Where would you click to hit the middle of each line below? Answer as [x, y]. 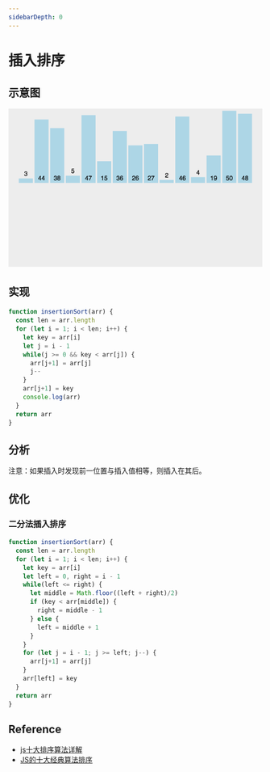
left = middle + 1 [68, 627]
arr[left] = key [50, 679]
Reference [35, 729]
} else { [44, 618]
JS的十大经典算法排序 [56, 760]
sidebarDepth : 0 [35, 17]
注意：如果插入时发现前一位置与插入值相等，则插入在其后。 [107, 471]
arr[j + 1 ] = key [48, 389]
